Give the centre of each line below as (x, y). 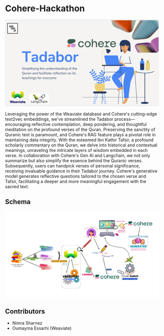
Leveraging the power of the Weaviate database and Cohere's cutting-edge (81, 114)
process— (125, 119)
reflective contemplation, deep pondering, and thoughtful (89, 124)
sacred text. (17, 187)
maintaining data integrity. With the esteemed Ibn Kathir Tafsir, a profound (79, 140)
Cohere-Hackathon (45, 9)
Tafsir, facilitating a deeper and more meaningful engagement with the (76, 181)
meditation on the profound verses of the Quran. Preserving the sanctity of (80, 129)
